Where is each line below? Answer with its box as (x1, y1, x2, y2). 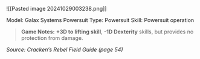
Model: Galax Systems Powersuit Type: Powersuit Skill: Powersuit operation (6, 17, 195, 23)
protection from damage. (21, 35, 83, 41)
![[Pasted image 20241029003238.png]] (6, 5, 107, 12)
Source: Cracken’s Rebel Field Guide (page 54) (6, 46, 123, 53)
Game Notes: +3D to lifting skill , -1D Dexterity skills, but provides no (21, 28, 194, 35)
